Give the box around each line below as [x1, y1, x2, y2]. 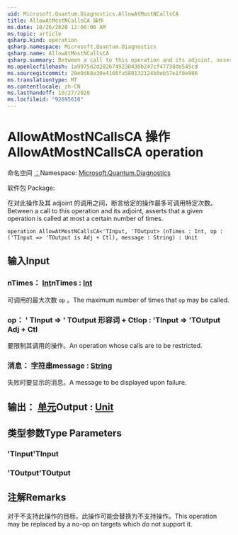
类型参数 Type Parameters [7, 427, 123, 439]
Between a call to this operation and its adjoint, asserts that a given [7, 206, 203, 215]
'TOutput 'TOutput [7, 468, 71, 478]
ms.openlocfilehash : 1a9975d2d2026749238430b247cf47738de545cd [7, 63, 198, 70]
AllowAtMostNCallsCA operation [7, 145, 204, 160]
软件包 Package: [7, 184, 55, 192]
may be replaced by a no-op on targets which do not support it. [7, 519, 193, 528]
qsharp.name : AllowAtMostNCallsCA [7, 50, 110, 57]
